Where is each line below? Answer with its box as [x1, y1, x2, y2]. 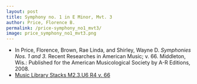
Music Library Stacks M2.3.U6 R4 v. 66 [14, 72, 111, 79]
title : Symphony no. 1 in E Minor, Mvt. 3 [6, 14, 112, 20]
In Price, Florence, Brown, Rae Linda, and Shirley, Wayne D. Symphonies [14, 46, 191, 53]
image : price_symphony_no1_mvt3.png [6, 31, 96, 36]
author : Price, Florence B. [6, 19, 76, 25]
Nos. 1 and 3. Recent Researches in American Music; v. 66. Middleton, [14, 53, 186, 60]
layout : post [6, 8, 38, 15]
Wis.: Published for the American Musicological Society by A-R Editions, [14, 59, 190, 66]
